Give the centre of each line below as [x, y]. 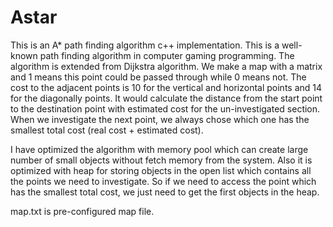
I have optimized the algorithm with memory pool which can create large [159, 149]
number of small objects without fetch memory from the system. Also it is [161, 160]
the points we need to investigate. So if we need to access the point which [163, 181]
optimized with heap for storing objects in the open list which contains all [161, 170]
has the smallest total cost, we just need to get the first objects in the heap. [165, 192]
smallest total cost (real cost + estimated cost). [107, 130]
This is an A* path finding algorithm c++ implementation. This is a [145, 45]
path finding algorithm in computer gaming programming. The [167, 55]
